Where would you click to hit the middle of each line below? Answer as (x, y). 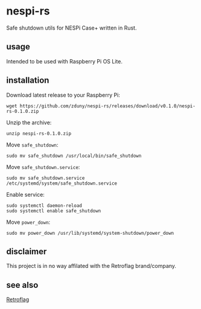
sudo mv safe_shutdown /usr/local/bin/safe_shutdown (74, 156)
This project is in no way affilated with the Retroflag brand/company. (91, 266)
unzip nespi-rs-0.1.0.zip (39, 133)
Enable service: (26, 194)
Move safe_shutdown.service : (43, 167)
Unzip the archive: (29, 123)
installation (28, 81)
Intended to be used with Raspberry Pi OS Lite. (64, 61)
